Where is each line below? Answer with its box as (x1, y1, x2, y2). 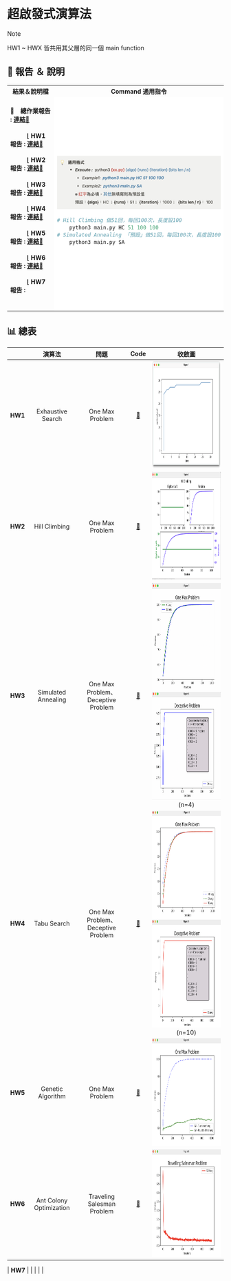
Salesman (87, 1200, 115, 1208)
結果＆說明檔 (12, 88, 49, 96)
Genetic (41, 1085, 63, 1093)
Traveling (88, 1193, 115, 1201)
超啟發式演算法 (7, 6, 92, 22)
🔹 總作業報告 (10, 107, 51, 115)
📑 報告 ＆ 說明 (7, 66, 65, 78)
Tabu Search (34, 919, 70, 928)
